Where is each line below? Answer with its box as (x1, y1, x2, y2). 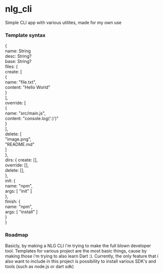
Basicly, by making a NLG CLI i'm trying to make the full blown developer (5, 243, 151, 249)
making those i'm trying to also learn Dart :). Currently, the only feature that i (5, 253, 159, 259)
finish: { (5, 199, 20, 205)
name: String (5, 48, 31, 54)
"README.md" (5, 142, 35, 148)
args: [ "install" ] (5, 209, 38, 215)
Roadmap (5, 232, 28, 238)
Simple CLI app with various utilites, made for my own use (5, 20, 122, 25)
